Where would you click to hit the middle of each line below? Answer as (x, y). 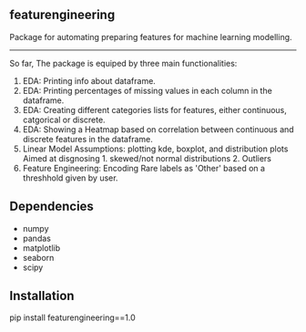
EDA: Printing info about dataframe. (89, 80)
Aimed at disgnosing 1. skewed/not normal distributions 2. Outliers (147, 158)
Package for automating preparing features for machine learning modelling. (151, 36)
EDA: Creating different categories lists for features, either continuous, (154, 109)
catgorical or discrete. (64, 119)
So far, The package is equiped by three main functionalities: (123, 63)
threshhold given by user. (70, 178)
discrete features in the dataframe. (87, 139)
